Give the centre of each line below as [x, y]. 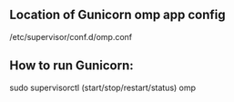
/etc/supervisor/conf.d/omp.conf [71, 36]
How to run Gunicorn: [71, 66]
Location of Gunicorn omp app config [117, 15]
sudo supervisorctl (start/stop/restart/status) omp [103, 87]
